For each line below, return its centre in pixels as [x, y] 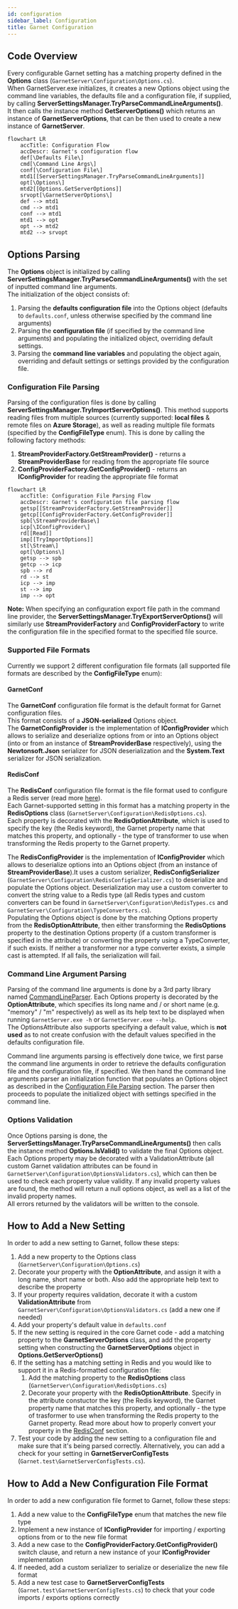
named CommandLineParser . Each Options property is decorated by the [113, 997]
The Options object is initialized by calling [69, 272]
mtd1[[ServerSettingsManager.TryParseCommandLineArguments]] [112, 177]
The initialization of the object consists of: [69, 294]
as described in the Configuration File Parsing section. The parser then [111, 1086]
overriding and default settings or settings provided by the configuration [123, 361]
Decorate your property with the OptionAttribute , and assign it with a [119, 1272]
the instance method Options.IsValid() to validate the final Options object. [115, 1151]
